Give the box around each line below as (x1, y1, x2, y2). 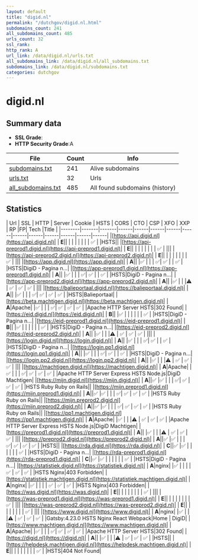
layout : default (6, 8, 46, 15)
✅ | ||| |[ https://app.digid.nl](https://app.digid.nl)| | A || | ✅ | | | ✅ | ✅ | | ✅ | (6, 258, 183, 265)
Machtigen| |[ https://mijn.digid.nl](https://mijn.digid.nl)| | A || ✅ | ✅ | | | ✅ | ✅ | (6, 377, 190, 384)
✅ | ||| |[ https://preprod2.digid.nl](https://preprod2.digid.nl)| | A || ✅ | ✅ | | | (6, 436, 185, 443)
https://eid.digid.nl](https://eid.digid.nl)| (8, 311, 105, 318)
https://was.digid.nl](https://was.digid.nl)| (8, 488, 109, 495)
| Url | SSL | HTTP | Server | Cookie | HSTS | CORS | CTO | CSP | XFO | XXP (6, 220, 190, 227)
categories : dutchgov (6, 69, 60, 75)
